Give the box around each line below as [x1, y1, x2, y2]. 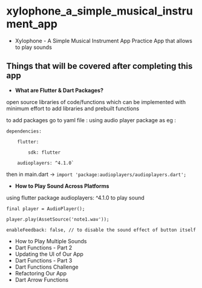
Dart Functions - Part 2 [15, 244, 73, 251]
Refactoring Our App [15, 269, 67, 277]
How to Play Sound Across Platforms [15, 182, 109, 189]
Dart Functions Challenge [15, 263, 79, 270]
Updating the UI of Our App [15, 250, 83, 258]
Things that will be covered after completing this [6, 61, 193, 71]
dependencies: [6, 128, 42, 134]
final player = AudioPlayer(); [6, 206, 85, 212]
